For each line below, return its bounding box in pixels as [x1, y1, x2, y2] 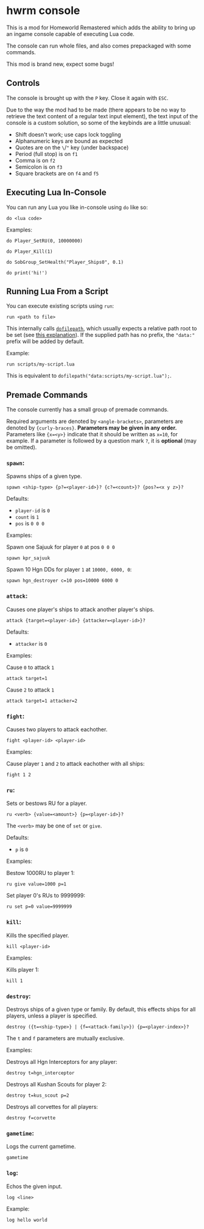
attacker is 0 [15, 640, 47, 647]
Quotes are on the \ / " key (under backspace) [15, 144, 129, 151]
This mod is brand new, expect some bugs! [6, 60, 114, 68]
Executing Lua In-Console [6, 187, 107, 198]
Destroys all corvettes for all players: [6, 1103, 99, 1110]
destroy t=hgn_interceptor [6, 1070, 75, 1076]
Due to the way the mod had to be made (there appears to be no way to [6, 106, 186, 113]
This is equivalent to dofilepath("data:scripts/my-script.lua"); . [6, 372, 172, 380]
